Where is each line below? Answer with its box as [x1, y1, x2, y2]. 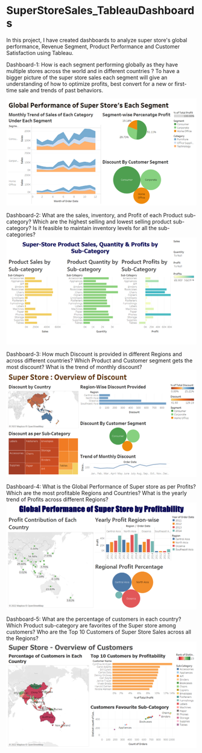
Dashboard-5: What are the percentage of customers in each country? [6, 615, 181, 623]
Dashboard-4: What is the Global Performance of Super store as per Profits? [6, 482, 196, 490]
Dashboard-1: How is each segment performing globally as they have [6, 61, 178, 68]
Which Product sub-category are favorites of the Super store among [6, 621, 176, 629]
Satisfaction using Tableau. [6, 49, 74, 56]
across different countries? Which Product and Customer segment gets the [6, 357, 193, 364]
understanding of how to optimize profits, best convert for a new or [6, 80, 174, 88]
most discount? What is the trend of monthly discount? [6, 363, 142, 370]
